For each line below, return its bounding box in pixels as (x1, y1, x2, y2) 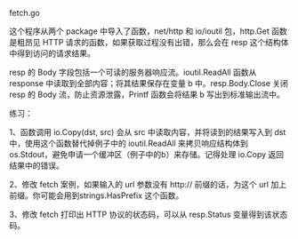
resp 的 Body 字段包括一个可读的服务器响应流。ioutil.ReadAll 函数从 (9, 67, 257, 77)
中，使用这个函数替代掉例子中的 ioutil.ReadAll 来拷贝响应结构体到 (9, 138, 249, 148)
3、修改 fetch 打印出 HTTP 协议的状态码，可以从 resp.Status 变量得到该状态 (9, 209, 288, 219)
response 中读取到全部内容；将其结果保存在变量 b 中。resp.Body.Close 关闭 (9, 78, 289, 88)
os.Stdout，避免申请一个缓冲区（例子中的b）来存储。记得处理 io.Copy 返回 (9, 149, 285, 159)
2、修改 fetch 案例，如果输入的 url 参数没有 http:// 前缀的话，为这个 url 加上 (9, 179, 287, 189)
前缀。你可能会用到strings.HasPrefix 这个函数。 (9, 190, 184, 201)
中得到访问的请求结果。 (9, 48, 95, 59)
